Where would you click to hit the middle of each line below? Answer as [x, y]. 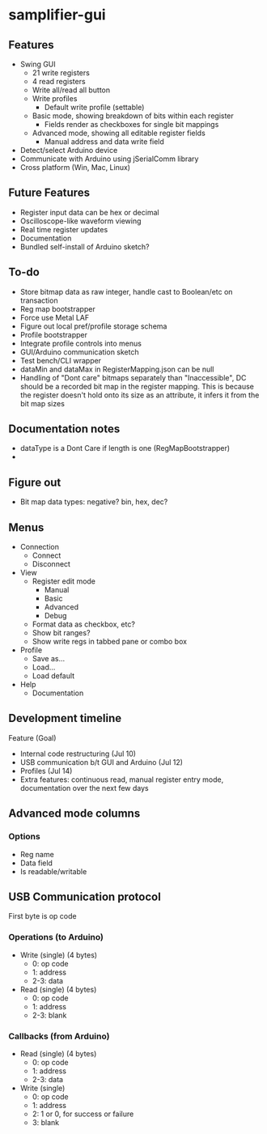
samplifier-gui [57, 15]
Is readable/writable [53, 871]
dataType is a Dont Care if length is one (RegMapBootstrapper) [125, 448]
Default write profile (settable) [94, 107]
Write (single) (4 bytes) [59, 955]
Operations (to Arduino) [56, 937]
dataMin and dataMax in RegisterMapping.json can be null [117, 369]
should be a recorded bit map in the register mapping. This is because [137, 386]
